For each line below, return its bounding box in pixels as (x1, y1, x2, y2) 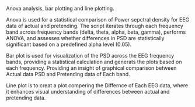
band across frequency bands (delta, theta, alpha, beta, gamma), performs (6, 28, 186, 35)
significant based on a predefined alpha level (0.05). (6, 41, 132, 48)
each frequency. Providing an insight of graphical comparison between (6, 65, 177, 72)
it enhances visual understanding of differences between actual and (6, 88, 170, 95)
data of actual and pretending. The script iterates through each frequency (6, 23, 184, 29)
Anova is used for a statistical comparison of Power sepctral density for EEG (6, 16, 190, 23)
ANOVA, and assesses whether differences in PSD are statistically (6, 35, 165, 41)
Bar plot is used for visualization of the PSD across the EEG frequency (6, 52, 175, 59)
